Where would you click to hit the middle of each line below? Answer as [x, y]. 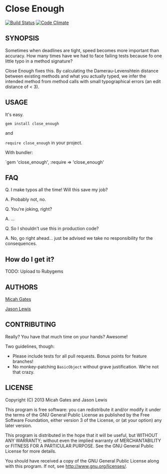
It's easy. [14, 114]
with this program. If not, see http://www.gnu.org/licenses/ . [66, 466]
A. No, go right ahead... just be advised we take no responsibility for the [79, 238]
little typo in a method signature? [39, 61]
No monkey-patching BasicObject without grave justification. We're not [85, 366]
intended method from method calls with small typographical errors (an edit [83, 81]
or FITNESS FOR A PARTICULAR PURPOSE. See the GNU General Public [79, 445]
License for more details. [31, 451]
